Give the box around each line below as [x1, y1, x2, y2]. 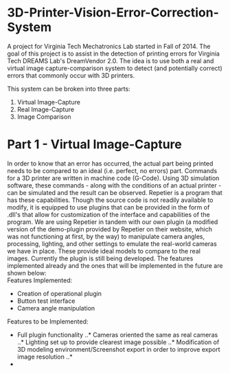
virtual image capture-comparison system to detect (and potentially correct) [7, 64, 223, 72]
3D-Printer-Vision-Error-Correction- [7, 5, 220, 21]
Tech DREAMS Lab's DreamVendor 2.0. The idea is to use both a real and [7, 56, 214, 65]
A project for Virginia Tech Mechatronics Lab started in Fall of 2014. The [7, 42, 211, 50]
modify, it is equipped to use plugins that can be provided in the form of [7, 203, 210, 211]
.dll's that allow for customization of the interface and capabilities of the [7, 210, 211, 218]
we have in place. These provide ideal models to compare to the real [7, 247, 201, 255]
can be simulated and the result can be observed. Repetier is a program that [7, 188, 223, 196]
